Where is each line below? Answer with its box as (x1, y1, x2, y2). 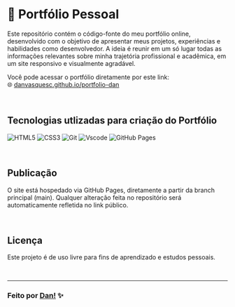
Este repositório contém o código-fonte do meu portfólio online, (7, 29, 191, 38)
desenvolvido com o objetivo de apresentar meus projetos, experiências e (7, 36, 221, 45)
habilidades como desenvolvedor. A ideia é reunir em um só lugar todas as (7, 44, 222, 53)
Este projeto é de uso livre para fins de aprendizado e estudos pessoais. (7, 253, 215, 261)
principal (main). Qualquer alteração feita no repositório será (7, 193, 182, 202)
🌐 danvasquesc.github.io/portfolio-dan (7, 80, 120, 88)
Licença (7, 234, 43, 246)
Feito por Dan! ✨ (7, 291, 64, 301)
